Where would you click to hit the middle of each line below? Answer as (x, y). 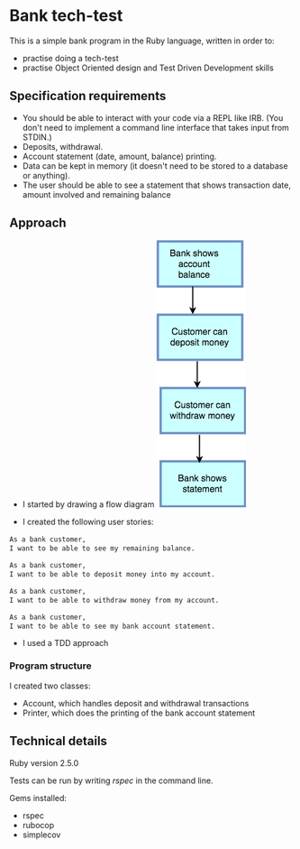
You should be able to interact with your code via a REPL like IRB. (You (153, 117)
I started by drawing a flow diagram (88, 504)
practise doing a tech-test (70, 58)
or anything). (46, 175)
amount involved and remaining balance (96, 194)
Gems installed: (38, 798)
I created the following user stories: (88, 521)
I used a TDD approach (65, 642)
